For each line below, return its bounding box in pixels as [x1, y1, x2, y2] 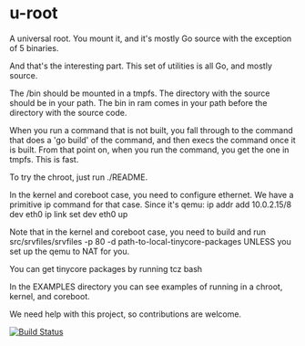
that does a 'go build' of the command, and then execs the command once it [9, 134, 296, 145]
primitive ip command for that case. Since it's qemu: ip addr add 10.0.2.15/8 [9, 199, 292, 210]
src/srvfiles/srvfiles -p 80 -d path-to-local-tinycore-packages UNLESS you [9, 236, 291, 246]
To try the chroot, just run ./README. [9, 172, 148, 183]
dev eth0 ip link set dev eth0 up [9, 208, 128, 219]
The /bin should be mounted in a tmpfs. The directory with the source [9, 88, 270, 99]
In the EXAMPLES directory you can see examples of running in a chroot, [9, 281, 283, 292]
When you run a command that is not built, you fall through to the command [9, 124, 293, 135]
